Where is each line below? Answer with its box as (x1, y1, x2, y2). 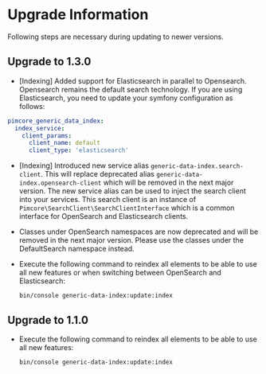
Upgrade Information (7, 6, 149, 24)
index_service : (14, 124, 65, 132)
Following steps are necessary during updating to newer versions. (7, 32, 225, 41)
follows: (18, 101, 45, 111)
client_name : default (28, 139, 101, 147)
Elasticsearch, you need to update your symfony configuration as (18, 93, 233, 103)
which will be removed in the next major (103, 177, 234, 188)
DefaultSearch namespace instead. (18, 244, 135, 254)
